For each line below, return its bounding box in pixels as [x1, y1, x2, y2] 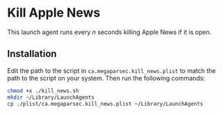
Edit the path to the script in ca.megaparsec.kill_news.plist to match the [7, 66, 216, 74]
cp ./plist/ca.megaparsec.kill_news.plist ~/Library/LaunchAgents [7, 100, 204, 107]
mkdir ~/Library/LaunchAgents [7, 94, 95, 101]
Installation [7, 48, 57, 60]
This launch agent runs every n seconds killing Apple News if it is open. [7, 28, 212, 36]
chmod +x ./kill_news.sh [7, 87, 79, 95]
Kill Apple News [7, 5, 101, 21]
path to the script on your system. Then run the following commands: [7, 74, 206, 82]
